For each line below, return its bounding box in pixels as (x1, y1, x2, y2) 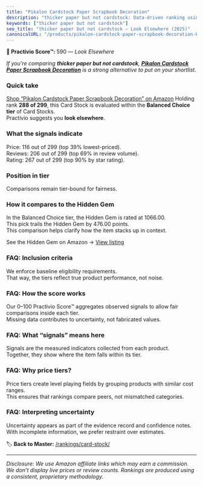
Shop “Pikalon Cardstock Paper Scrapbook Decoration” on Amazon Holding (6, 95, 195, 102)
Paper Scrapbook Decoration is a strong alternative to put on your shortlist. (6, 66, 196, 73)
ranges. (6, 386, 25, 394)
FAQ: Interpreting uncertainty (6, 408, 95, 416)
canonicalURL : (6, 32, 42, 38)
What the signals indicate (6, 130, 83, 138)
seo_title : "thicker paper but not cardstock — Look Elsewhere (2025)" (6, 25, 190, 32)
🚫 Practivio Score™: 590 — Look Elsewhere (6, 48, 115, 55)
